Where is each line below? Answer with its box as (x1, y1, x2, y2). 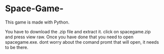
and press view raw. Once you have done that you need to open (5, 34, 134, 40)
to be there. (5, 44, 28, 50)
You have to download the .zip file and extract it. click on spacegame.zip (5, 28, 151, 34)
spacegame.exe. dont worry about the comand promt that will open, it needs (5, 39, 159, 45)
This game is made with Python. (5, 19, 70, 25)
